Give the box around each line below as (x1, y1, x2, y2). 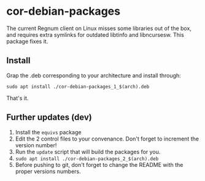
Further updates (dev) (6, 112, 92, 123)
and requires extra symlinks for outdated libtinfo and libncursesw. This (6, 31, 184, 38)
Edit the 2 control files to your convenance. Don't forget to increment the (15, 135, 199, 142)
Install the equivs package (15, 128, 82, 136)
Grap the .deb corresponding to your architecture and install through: (6, 72, 181, 79)
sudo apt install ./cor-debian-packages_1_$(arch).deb (6, 83, 150, 90)
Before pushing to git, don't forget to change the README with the (15, 161, 184, 168)
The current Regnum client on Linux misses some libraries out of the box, (6, 25, 192, 32)
